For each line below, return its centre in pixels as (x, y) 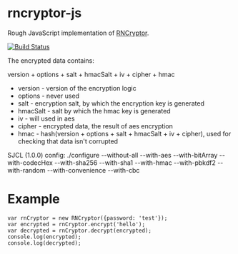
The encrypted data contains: (51, 60)
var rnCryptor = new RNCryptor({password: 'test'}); (88, 218)
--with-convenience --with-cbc (93, 170)
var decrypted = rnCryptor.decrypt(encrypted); (80, 230)
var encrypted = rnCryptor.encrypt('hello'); (76, 224)
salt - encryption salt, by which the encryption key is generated (111, 103)
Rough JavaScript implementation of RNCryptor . (78, 33)
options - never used (49, 96)
